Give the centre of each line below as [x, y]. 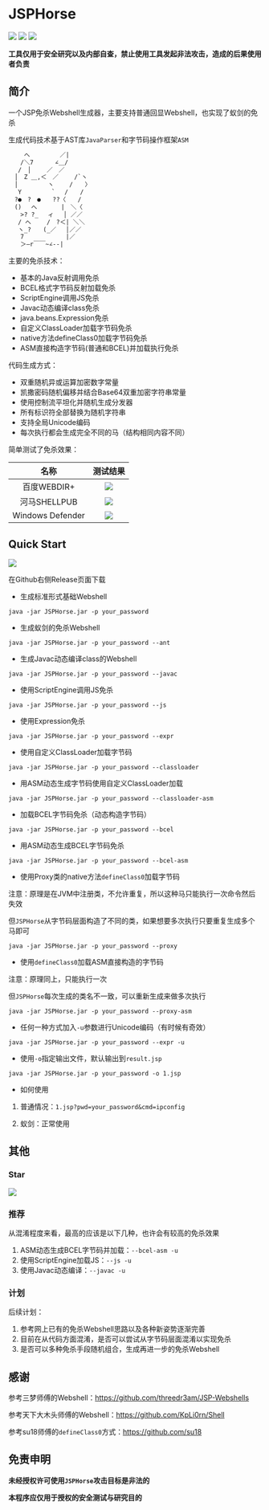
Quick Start [37, 544]
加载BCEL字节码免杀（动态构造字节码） [85, 814]
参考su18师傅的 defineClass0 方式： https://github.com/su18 [105, 1432]
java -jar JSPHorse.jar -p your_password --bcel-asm [98, 860]
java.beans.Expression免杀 [64, 318]
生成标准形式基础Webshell [63, 596]
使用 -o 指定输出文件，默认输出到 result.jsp [91, 1058]
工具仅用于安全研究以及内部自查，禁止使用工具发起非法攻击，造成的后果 [128, 54]
